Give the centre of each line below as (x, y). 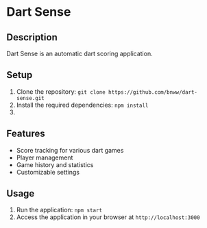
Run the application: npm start (59, 210)
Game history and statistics (55, 164)
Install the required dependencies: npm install (82, 105)
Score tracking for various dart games (70, 150)
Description (32, 37)
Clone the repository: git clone (61, 91)
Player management (45, 157)
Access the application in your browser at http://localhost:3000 (108, 217)
